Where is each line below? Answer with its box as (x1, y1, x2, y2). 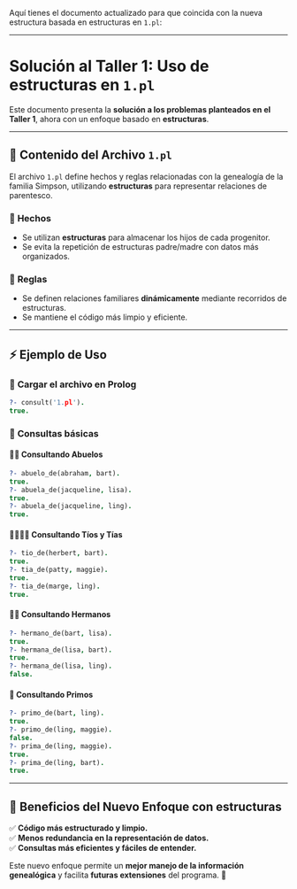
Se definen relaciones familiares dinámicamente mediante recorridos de (21, 293, 287, 304)
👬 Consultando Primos (9, 689, 94, 700)
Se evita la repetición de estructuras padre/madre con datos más (21, 242, 259, 252)
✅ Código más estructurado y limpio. (9, 823, 148, 833)
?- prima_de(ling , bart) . (9, 758, 104, 767)
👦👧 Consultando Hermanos (9, 609, 111, 620)
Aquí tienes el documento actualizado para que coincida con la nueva (9, 8, 263, 18)
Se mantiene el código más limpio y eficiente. (21, 312, 188, 322)
